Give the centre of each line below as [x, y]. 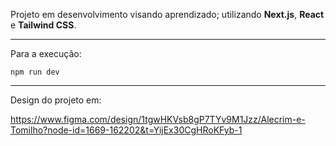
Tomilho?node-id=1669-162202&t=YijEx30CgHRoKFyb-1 [126, 130]
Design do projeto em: [56, 100]
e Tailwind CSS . [43, 25]
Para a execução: [46, 53]
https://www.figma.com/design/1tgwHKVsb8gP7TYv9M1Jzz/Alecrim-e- [158, 119]
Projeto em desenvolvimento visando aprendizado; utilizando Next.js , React [167, 14]
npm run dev [35, 72]
